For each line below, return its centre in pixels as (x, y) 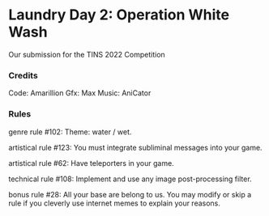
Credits (23, 75)
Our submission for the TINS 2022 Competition (87, 54)
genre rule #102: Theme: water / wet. (70, 132)
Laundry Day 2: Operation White (119, 15)
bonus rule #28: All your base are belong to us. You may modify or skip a (130, 194)
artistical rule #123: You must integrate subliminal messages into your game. (135, 147)
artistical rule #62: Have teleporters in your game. (91, 163)
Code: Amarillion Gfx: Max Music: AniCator (80, 93)
